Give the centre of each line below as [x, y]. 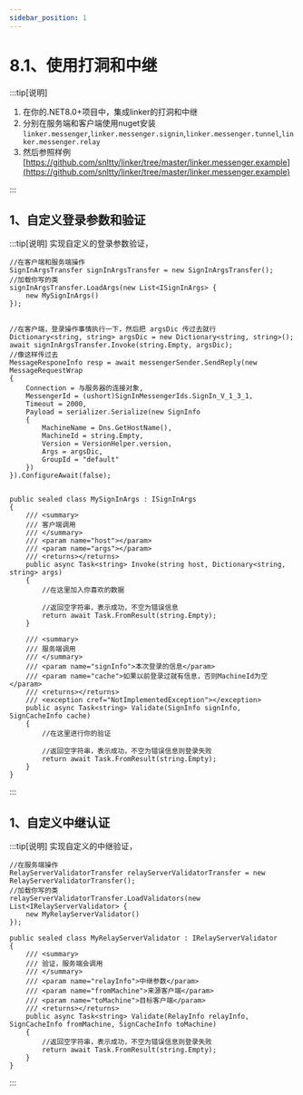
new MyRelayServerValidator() [83, 914]
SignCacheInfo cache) [50, 716]
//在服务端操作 [34, 865]
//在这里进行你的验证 [77, 734]
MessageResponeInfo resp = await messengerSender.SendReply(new [133, 363]
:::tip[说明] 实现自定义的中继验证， [73, 846]
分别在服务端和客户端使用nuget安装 [89, 122]
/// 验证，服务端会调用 [64, 964]
